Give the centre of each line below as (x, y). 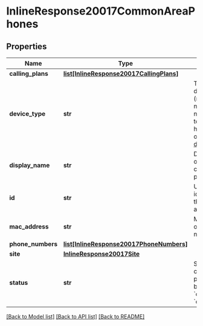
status (19, 283)
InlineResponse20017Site (101, 254)
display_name (30, 165)
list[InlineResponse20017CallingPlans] (121, 74)
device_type (27, 114)
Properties (27, 46)
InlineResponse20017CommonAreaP (101, 11)
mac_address (29, 227)
